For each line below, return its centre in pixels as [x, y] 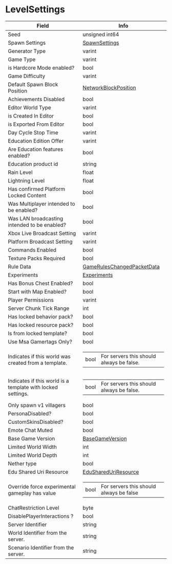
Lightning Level [26, 181]
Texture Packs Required [37, 258]
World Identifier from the [37, 533]
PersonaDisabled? [30, 413]
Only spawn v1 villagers [37, 405]
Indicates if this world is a [38, 381]
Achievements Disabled [36, 99]
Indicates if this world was [39, 356]
